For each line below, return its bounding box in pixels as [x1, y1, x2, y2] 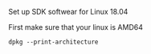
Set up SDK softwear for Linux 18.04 [8, 7, 129, 16]
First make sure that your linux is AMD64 [8, 23, 143, 31]
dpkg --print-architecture [8, 38, 99, 46]
